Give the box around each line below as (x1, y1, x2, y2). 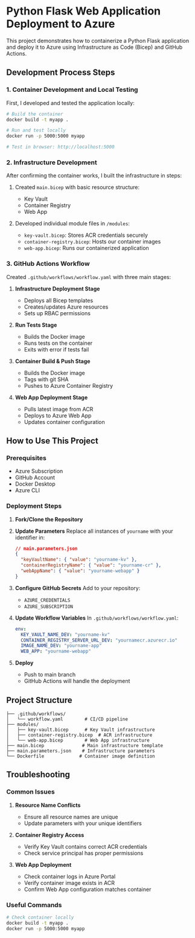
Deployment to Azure (6, 17, 115, 31)
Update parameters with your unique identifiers (24, 820, 142, 827)
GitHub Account (14, 474, 56, 481)
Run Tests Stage (14, 321, 57, 329)
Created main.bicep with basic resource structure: (14, 184, 140, 191)
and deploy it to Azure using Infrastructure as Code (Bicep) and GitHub (6, 43, 183, 51)
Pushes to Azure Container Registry (24, 382, 113, 389)
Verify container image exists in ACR (24, 879, 115, 886)
